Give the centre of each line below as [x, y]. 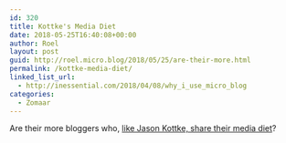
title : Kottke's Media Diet [63, 26]
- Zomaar [34, 102]
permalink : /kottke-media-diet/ [71, 69]
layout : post [34, 52]
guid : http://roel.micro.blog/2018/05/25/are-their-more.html [130, 60]
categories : [32, 94]
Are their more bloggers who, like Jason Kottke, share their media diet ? [143, 128]
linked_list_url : [42, 77]
